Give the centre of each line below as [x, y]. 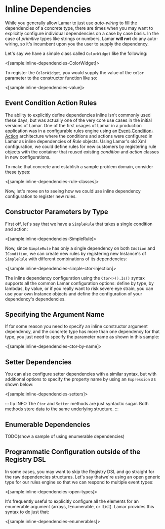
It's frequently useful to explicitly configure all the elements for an [72, 501]
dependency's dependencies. [35, 299]
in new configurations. [28, 157]
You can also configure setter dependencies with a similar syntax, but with [81, 374]
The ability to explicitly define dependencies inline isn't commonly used [78, 115]
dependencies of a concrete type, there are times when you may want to [79, 28]
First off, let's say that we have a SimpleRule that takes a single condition [79, 224]
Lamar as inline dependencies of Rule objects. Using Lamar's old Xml [76, 141]
